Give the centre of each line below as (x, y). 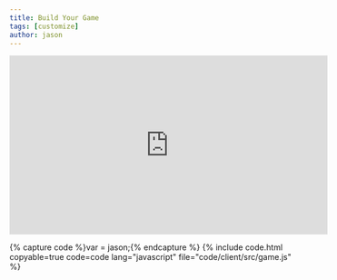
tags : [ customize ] (44, 26)
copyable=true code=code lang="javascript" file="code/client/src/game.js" (151, 257)
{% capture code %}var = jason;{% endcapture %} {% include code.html (146, 247)
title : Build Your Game (55, 18)
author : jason (36, 35)
